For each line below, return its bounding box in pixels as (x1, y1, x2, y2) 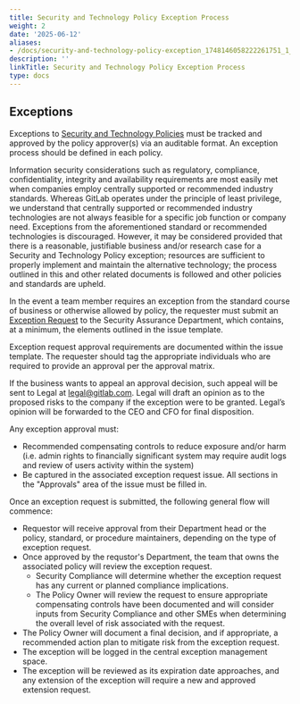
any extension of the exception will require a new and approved (21, 675, 256, 685)
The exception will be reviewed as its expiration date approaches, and (21, 665, 279, 675)
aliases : (9, 38, 42, 47)
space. (21, 656, 47, 666)
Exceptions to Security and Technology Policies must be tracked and (9, 128, 262, 138)
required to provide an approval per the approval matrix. (9, 360, 216, 371)
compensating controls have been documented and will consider (35, 599, 275, 609)
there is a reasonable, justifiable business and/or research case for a (9, 240, 262, 251)
